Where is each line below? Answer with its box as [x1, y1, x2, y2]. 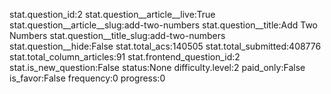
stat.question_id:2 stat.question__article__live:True [9, 9, 216, 20]
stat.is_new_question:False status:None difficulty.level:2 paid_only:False [9, 62, 306, 73]
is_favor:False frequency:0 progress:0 [9, 72, 166, 84]
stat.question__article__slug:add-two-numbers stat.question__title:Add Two [9, 19, 319, 31]
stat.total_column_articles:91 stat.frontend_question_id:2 [9, 51, 241, 63]
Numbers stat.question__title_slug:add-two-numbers [9, 30, 226, 41]
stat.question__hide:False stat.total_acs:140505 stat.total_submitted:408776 [9, 40, 322, 52]
